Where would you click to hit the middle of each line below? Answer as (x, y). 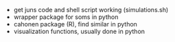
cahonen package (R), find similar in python (75, 24)
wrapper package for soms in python (66, 17)
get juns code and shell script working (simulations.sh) (91, 10)
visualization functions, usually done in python (79, 31)
